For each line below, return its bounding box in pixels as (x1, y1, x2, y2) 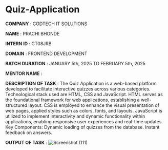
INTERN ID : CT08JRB (5, 40, 52, 47)
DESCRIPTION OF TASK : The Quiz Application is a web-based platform (5, 80, 157, 86)
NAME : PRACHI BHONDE (5, 30, 60, 36)
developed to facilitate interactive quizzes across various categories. (5, 86, 151, 92)
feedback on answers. (5, 129, 53, 136)
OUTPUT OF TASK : (5, 139, 48, 145)
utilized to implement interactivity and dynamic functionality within (5, 113, 145, 119)
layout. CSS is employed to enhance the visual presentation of (28, 102, 160, 108)
